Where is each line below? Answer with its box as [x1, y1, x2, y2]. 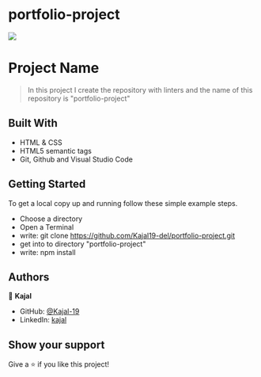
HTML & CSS [19, 137, 62, 147]
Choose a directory [19, 214, 83, 223]
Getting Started [8, 177, 86, 191]
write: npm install [19, 247, 77, 257]
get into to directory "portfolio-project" [19, 239, 146, 249]
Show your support [8, 338, 105, 352]
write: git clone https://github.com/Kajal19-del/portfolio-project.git [19, 230, 236, 240]
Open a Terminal [19, 222, 74, 231]
